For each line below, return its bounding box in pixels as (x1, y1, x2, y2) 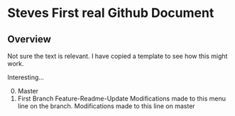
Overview (7, 33, 52, 45)
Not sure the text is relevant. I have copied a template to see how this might (7, 52, 228, 60)
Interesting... (7, 73, 45, 81)
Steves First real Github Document (7, 5, 214, 21)
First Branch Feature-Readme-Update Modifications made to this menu (17, 94, 226, 103)
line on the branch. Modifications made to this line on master (17, 102, 195, 110)
